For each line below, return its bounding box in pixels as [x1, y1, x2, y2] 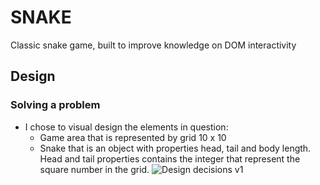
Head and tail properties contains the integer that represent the [39, 152, 301, 165]
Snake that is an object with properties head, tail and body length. [39, 142, 312, 154]
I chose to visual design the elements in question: [24, 121, 229, 133]
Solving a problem [10, 98, 101, 112]
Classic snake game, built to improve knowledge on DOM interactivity [10, 39, 297, 51]
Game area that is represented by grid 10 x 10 [39, 131, 227, 143]
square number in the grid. [39, 163, 150, 175]
